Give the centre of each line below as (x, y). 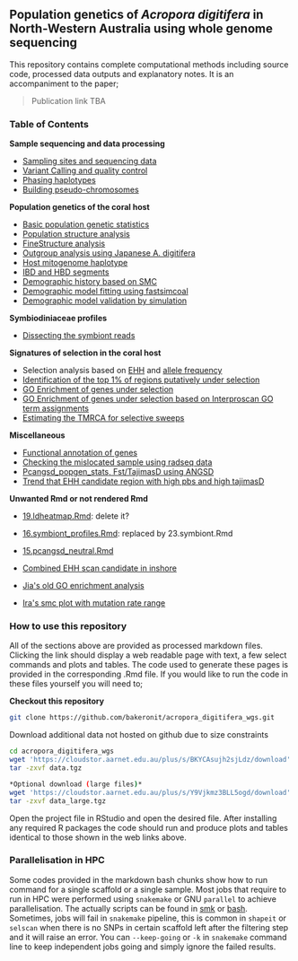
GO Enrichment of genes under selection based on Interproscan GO (148, 399)
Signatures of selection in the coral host (85, 353)
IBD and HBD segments (66, 272)
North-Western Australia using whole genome (141, 29)
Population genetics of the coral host (79, 207)
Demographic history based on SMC (89, 282)
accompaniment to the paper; (64, 83)
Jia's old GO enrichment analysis (83, 586)
